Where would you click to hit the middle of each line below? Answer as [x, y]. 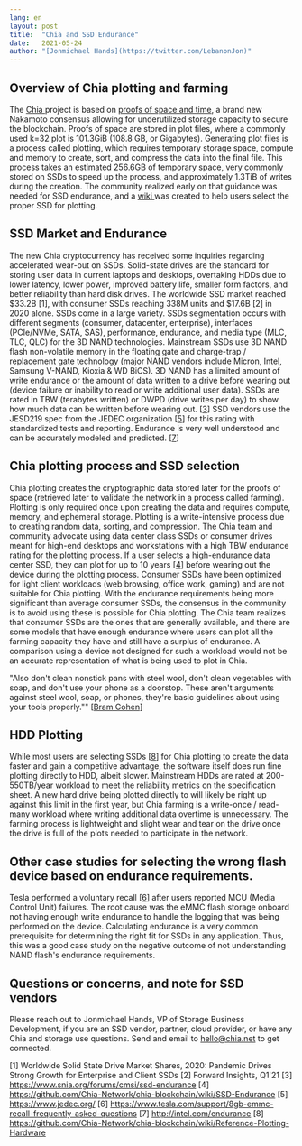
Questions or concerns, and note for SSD [127, 983]
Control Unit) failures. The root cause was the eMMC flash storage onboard [150, 907]
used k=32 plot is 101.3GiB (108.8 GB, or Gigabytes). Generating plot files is [149, 138]
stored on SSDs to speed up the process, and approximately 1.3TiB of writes [151, 176]
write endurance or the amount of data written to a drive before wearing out [150, 380]
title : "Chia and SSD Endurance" [74, 34]
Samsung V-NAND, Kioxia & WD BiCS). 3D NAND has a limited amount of [145, 370]
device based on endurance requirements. [131, 876]
